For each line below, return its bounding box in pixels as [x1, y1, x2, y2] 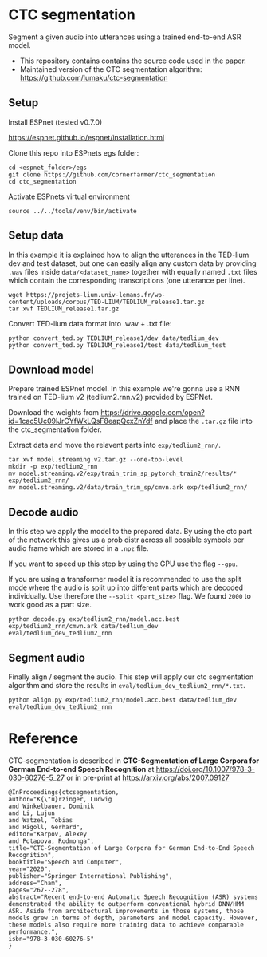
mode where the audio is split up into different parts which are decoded [8, 583, 244, 592]
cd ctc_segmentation [8, 177, 77, 185]
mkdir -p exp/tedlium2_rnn [8, 463, 98, 471]
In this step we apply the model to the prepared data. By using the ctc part [8, 527, 253, 536]
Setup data [8, 229, 64, 243]
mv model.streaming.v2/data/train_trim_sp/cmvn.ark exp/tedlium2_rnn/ [8, 484, 248, 492]
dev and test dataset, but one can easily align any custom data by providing [8, 258, 257, 268]
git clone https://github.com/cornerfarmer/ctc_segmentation [8, 170, 216, 179]
